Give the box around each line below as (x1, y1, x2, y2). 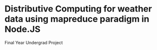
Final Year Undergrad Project (4, 39, 63, 45)
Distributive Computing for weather (4, 3, 152, 14)
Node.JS (4, 24, 41, 35)
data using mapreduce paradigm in (4, 13, 150, 25)
